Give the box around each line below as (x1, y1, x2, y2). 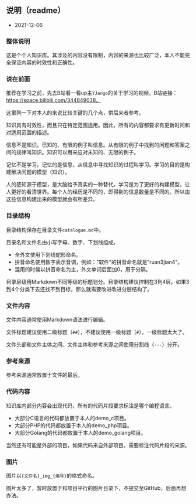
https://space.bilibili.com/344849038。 (6, 97, 101, 104)
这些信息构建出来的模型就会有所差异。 (6, 196, 98, 203)
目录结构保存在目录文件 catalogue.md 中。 (6, 226, 104, 233)
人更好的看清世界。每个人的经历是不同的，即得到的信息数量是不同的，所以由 (6, 188, 190, 195)
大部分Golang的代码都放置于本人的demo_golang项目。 (14, 429, 146, 436)
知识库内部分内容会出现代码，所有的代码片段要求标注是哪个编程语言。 (6, 402, 175, 409)
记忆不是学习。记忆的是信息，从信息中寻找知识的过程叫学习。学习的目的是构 (6, 161, 190, 168)
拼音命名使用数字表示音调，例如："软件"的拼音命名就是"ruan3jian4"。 (14, 258, 183, 265)
